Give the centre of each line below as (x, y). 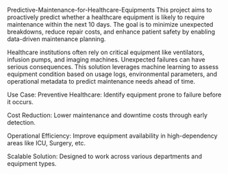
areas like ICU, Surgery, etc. (46, 143)
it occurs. (21, 102)
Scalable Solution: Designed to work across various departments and (105, 156)
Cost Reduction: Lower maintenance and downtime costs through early (107, 115)
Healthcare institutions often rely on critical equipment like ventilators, (106, 52)
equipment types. (32, 163)
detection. (22, 122)
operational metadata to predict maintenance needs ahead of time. (101, 81)
